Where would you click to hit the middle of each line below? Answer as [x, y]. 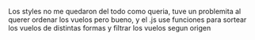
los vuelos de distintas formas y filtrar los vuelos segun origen [110, 28]
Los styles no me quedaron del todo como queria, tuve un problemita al [125, 11]
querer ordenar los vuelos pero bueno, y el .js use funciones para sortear [127, 20]
